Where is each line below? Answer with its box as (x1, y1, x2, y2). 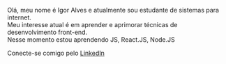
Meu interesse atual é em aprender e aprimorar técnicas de (7, 21, 178, 29)
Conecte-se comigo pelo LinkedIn (7, 49, 105, 57)
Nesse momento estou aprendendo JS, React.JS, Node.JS (7, 35, 176, 44)
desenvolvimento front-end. (7, 28, 88, 36)
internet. (7, 13, 31, 22)
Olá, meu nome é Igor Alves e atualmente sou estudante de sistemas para (7, 6, 220, 14)
